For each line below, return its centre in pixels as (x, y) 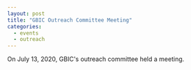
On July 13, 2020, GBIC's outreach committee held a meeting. (96, 59)
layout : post (26, 14)
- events (26, 33)
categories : (24, 26)
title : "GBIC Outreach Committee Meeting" (70, 20)
